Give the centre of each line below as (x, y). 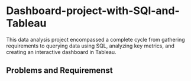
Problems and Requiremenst (60, 71)
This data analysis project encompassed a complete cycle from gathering (96, 39)
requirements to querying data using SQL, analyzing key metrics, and (90, 46)
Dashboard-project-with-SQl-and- (93, 11)
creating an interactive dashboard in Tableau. (61, 52)
